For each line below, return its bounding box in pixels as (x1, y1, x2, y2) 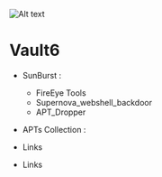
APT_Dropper (35, 107, 86, 117)
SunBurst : (22, 70, 61, 80)
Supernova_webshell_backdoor (35, 97, 153, 107)
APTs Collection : (22, 124, 86, 135)
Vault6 (9, 41, 60, 61)
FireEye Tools (35, 87, 87, 98)
